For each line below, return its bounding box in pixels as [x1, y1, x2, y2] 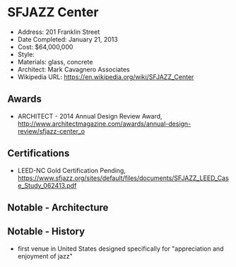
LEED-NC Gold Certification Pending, [17, 166, 126, 174]
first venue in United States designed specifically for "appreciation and [17, 244, 224, 253]
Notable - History [7, 225, 85, 237]
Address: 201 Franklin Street [17, 28, 100, 36]
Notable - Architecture [7, 201, 109, 213]
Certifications [7, 148, 70, 160]
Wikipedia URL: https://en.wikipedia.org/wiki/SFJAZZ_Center [17, 72, 194, 81]
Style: [17, 50, 35, 59]
